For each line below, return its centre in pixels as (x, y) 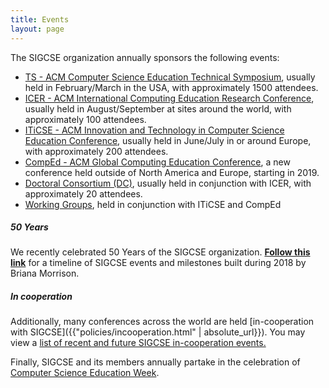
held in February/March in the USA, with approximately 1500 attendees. (171, 87)
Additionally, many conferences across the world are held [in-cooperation (162, 322)
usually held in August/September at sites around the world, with (158, 108)
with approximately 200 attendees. (96, 151)
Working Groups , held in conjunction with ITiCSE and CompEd (153, 204)
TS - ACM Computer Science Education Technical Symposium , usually (170, 77)
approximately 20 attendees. (83, 193)
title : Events (40, 19)
